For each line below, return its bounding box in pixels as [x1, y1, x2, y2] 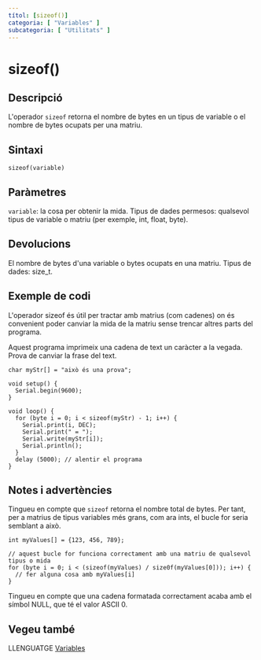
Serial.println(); [22, 441, 83, 449]
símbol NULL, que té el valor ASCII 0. [8, 599, 128, 610]
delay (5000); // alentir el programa [15, 455, 143, 463]
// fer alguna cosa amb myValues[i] [15, 571, 135, 579]
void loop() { [8, 407, 55, 415]
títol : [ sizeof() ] [8, 11, 68, 20]
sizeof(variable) [8, 164, 65, 172]
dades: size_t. [8, 267, 53, 276]
